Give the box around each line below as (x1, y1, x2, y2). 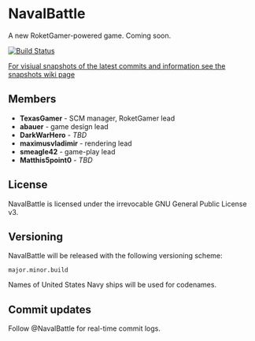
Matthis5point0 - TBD (19, 155, 93, 165)
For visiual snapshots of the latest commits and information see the (8, 61, 226, 71)
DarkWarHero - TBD (19, 130, 87, 139)
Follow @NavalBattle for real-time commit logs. (8, 324, 161, 333)
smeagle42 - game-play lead (19, 146, 116, 156)
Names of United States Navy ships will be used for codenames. (8, 280, 217, 290)
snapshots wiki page (8, 69, 76, 79)
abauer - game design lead (19, 121, 109, 131)
